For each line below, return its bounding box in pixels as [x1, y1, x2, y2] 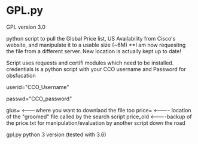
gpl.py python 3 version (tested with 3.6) [6, 131, 106, 138]
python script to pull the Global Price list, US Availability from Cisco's [6, 35, 176, 42]
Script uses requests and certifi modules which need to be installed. [6, 59, 174, 66]
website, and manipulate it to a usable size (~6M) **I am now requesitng [6, 41, 186, 48]
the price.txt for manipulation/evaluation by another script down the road [6, 119, 185, 126]
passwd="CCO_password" [6, 95, 72, 102]
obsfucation [6, 72, 36, 79]
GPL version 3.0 [6, 23, 46, 30]
